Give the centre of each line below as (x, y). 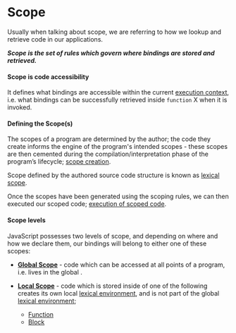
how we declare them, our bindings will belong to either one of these (107, 243)
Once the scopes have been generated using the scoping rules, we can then (118, 196)
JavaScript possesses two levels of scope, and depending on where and (113, 236)
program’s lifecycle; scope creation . (59, 162)
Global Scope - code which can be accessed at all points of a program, (121, 265)
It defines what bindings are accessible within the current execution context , (118, 92)
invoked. (20, 107)
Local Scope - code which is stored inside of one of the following (112, 286)
